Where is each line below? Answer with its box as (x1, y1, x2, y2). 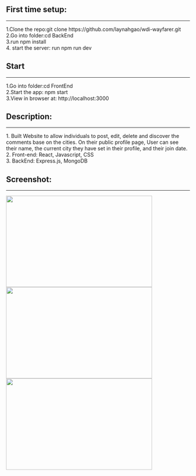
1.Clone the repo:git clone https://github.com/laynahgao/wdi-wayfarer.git (6, 26, 181, 33)
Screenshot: (6, 174, 52, 184)
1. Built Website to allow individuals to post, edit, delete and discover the (6, 133, 180, 140)
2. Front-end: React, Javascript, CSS (6, 151, 94, 158)
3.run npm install (6, 38, 47, 45)
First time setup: (6, 5, 67, 15)
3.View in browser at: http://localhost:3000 (6, 95, 109, 102)
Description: (6, 112, 52, 122)
